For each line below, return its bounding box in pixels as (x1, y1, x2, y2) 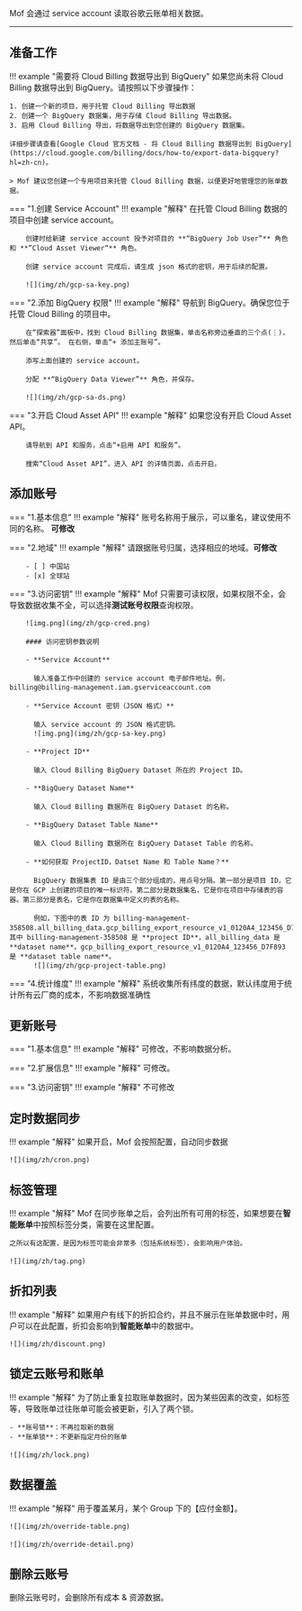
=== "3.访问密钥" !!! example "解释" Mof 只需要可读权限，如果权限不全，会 (9, 588, 286, 599)
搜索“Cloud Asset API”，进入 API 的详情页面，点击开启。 (25, 459, 222, 469)
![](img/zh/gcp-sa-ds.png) (25, 393, 127, 402)
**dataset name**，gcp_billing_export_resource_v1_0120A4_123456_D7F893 (9, 942, 286, 951)
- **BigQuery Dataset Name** (25, 783, 135, 793)
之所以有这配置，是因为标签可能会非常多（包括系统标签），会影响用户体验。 (9, 1239, 247, 1248)
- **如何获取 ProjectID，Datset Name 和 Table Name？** (25, 857, 230, 867)
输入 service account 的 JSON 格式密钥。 (32, 720, 180, 729)
